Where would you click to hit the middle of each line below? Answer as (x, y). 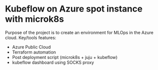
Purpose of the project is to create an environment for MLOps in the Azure (79, 32)
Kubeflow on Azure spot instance (74, 9)
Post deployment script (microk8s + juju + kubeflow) (65, 57)
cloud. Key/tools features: (31, 38)
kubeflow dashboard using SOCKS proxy (53, 62)
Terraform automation (34, 52)
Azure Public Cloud (31, 47)
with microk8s (35, 19)
